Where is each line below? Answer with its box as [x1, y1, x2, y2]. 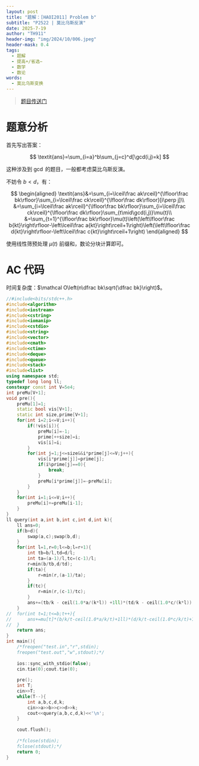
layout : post [6, 8, 38, 15]
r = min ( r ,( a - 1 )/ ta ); [37, 572, 86, 578]
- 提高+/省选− [11, 58, 43, 64]
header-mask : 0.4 [6, 42, 49, 48]
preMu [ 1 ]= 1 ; [17, 401, 46, 407]
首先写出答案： [6, 141, 43, 149]
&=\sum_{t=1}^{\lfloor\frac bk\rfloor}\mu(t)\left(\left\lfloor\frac [24, 215, 175, 222]
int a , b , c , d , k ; [27, 699, 65, 705]
